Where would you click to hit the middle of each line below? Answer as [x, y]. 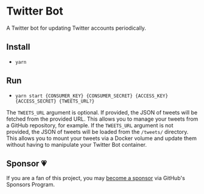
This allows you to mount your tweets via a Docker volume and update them [101, 138]
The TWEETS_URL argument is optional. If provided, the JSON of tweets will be [102, 112]
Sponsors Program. [30, 185]
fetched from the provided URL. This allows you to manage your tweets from [102, 119]
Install [18, 47]
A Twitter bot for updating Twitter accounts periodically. [76, 28]
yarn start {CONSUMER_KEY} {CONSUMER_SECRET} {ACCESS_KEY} [92, 96]
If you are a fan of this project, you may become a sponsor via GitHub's [96, 178]
